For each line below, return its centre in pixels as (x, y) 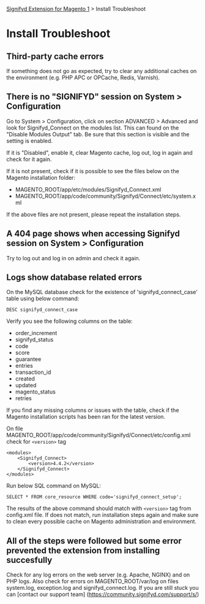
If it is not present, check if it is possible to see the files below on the (93, 171)
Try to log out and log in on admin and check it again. (73, 258)
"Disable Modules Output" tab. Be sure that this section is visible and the (98, 134)
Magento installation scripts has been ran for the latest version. (86, 417)
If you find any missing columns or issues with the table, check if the (93, 410)
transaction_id (33, 372)
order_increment (36, 333)
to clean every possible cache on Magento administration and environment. (102, 522)
